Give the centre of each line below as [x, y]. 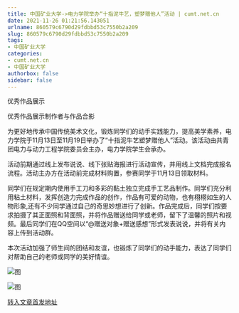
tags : [15, 41]
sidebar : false [30, 80]
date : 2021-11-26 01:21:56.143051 [59, 21]
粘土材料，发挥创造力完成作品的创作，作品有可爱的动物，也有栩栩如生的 [119, 197]
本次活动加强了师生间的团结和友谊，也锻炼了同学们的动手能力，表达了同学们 [119, 248]
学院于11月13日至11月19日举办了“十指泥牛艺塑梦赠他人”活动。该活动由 [115, 140]
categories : [25, 54]
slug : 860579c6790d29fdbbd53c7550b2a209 [68, 34]
